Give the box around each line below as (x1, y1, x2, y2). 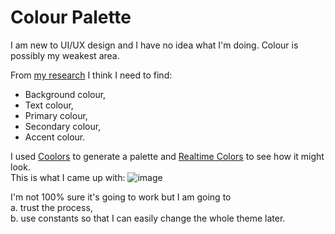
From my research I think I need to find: (10, 69, 173, 81)
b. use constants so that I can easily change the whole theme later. (10, 212, 286, 224)
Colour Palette (10, 6, 132, 29)
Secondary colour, (24, 120, 102, 132)
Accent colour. (24, 131, 86, 143)
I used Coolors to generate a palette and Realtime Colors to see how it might (10, 150, 325, 162)
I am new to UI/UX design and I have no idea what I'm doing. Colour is (10, 39, 299, 51)
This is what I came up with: (10, 171, 126, 183)
